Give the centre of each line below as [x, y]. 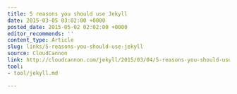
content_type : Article [41, 40]
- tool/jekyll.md [33, 73]
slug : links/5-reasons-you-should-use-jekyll [75, 47]
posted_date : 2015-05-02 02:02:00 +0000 [68, 27]
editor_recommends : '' [41, 34]
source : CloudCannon [38, 54]
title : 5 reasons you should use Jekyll [68, 14]
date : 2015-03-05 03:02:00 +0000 [56, 20]
